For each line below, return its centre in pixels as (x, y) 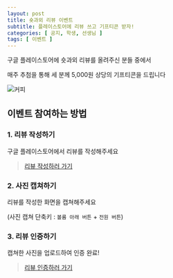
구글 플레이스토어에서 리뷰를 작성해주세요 (63, 151)
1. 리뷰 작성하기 (31, 134)
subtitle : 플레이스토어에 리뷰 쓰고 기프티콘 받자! (71, 26)
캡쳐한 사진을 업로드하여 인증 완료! (53, 253)
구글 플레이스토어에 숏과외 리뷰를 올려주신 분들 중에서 (79, 60)
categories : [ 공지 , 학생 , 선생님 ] (55, 33)
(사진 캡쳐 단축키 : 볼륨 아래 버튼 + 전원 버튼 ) (65, 217)
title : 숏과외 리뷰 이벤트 (40, 20)
